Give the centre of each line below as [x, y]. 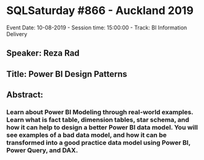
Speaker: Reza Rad [43, 53]
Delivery [17, 34]
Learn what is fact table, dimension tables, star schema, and [98, 120]
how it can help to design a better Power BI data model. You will [102, 128]
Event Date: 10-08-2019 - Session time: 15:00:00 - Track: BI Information [97, 27]
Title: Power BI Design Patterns [67, 74]
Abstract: [25, 95]
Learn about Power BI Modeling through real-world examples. [100, 112]
